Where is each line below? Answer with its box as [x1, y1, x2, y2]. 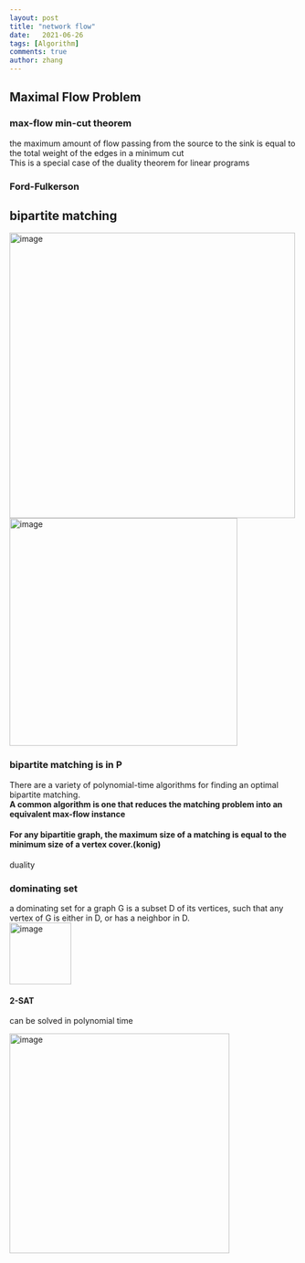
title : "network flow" [9, 22, 96, 31]
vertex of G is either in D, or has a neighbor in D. [9, 912, 190, 923]
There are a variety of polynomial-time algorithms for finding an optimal [9, 779, 279, 790]
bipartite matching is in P [9, 759, 123, 772]
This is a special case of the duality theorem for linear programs [9, 157, 250, 168]
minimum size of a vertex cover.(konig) [9, 839, 162, 850]
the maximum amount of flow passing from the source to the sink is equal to [9, 138, 296, 149]
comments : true [9, 47, 68, 57]
